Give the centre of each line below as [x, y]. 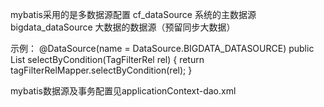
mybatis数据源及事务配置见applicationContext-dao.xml [123, 91]
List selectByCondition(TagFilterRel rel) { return [107, 59]
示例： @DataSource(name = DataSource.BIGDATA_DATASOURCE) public [162, 48]
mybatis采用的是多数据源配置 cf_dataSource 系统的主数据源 [133, 14]
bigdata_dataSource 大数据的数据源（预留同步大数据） [123, 27]
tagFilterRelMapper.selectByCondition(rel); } [101, 70]
